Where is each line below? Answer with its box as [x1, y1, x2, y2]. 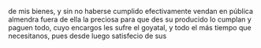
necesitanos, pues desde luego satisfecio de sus [8, 31, 167, 40]
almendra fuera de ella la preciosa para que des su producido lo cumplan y [8, 15, 252, 24]
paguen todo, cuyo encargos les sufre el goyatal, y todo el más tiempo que [8, 23, 252, 32]
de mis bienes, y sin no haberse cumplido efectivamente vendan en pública [8, 7, 254, 15]
